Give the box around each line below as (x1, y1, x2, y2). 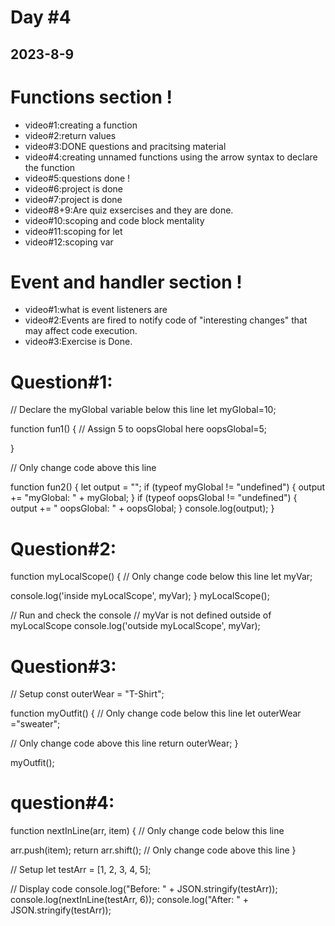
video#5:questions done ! (24, 172, 131, 184)
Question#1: (10, 371, 113, 393)
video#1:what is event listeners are (24, 304, 168, 316)
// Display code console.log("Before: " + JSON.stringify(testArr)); (10, 883, 278, 895)
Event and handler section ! (10, 271, 243, 293)
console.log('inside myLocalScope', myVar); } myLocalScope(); (10, 590, 270, 602)
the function (24, 161, 76, 173)
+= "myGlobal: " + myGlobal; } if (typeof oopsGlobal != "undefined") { (10, 492, 298, 504)
